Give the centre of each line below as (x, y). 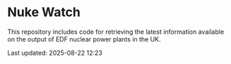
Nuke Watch (44, 12)
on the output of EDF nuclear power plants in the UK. (84, 39)
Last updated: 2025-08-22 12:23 (55, 53)
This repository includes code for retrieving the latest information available (116, 32)
